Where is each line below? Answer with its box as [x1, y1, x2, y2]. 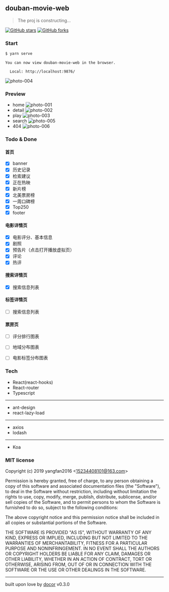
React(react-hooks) [12, 379, 53, 385]
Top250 [12, 204, 29, 210]
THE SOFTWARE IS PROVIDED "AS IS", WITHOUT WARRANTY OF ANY [5, 530, 152, 535]
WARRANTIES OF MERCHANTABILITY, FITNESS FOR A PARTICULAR [5, 540, 147, 546]
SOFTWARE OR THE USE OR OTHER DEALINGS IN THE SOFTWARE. [5, 567, 146, 573]
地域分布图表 [12, 344, 39, 350]
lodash [12, 429, 27, 435]
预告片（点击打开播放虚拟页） [12, 247, 74, 253]
